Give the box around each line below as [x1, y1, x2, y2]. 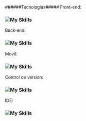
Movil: [5, 51, 17, 57]
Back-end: [5, 27, 26, 33]
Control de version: [5, 74, 44, 80]
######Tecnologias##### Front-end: [5, 4, 82, 10]
